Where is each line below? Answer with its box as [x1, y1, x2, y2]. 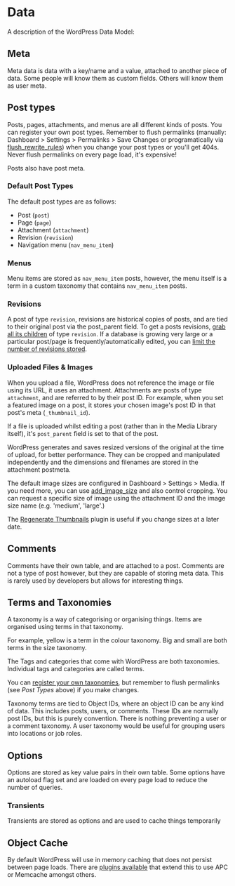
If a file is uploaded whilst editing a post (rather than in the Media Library [7, 422, 217, 430]
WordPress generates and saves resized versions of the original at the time [7, 443, 224, 451]
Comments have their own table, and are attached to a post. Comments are [7, 561, 224, 569]
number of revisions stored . [7, 345, 88, 353]
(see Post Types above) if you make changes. [7, 686, 140, 694]
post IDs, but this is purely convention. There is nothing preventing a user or [7, 714, 227, 723]
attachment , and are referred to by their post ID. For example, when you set [7, 393, 224, 402]
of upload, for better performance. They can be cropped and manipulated [7, 450, 220, 458]
